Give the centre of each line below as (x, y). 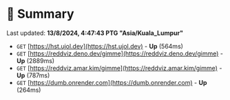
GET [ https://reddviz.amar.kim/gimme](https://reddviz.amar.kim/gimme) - (119, 68)
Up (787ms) (33, 75)
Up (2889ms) (35, 60)
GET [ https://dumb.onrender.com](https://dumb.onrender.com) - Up (112, 82)
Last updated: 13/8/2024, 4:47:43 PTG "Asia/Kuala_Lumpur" (95, 33)
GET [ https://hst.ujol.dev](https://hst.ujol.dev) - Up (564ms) (100, 46)
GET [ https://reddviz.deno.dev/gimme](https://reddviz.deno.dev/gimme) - (120, 53)
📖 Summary (40, 14)
